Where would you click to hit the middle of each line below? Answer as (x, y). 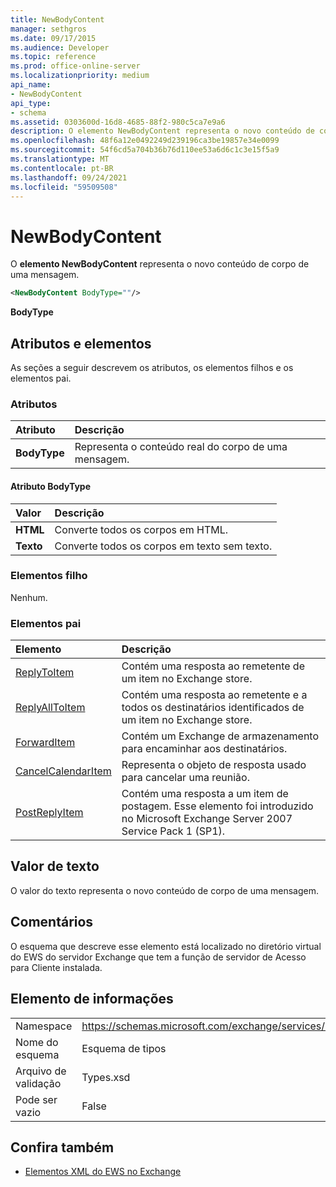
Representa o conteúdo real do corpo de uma (181, 447)
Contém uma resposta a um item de (205, 794)
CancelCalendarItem (63, 771)
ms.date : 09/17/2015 (53, 38)
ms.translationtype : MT (60, 159)
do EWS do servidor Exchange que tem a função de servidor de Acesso (158, 957)
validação (38, 1083)
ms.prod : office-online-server (75, 66)
